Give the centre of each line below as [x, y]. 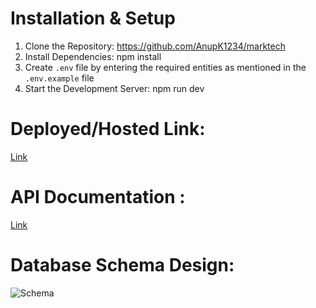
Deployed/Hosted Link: [108, 129]
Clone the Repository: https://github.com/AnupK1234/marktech [155, 46]
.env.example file [59, 78]
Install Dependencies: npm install [93, 56]
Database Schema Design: [122, 265]
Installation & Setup [93, 18]
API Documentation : [98, 197]
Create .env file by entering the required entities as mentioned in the [165, 67]
